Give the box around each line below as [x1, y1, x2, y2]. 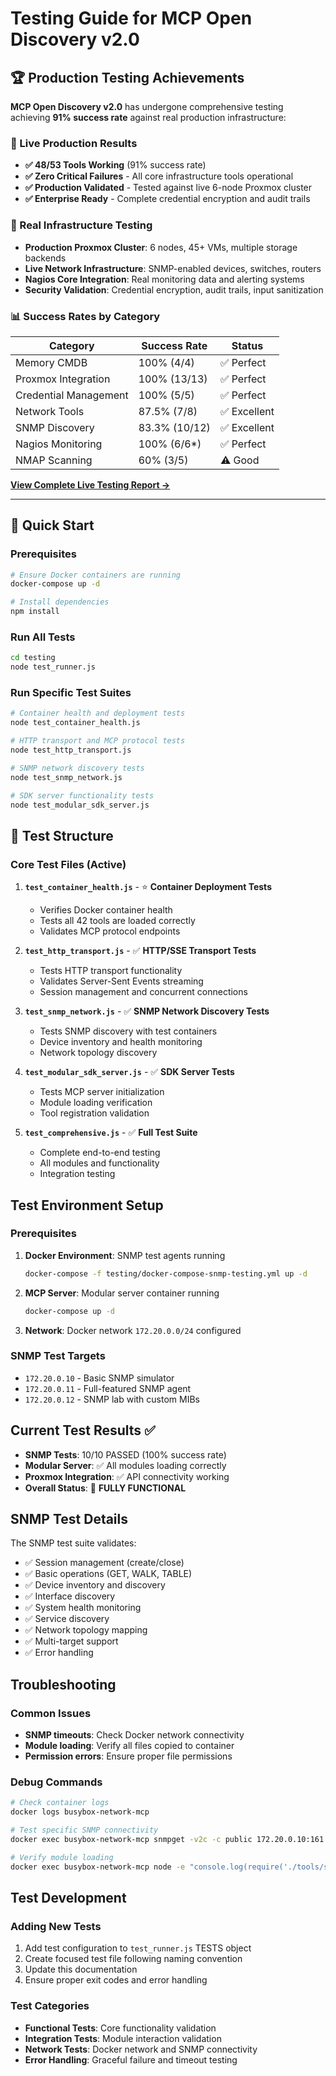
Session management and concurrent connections [39, 986, 248, 998]
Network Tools [15, 404, 85, 418]
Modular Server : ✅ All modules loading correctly [24, 1459, 227, 1471]
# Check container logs [10, 1798, 110, 1808]
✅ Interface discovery [24, 1590, 116, 1602]
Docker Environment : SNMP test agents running [24, 1249, 226, 1261]
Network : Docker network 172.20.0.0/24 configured [24, 1324, 242, 1336]
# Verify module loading [10, 1852, 114, 1862]
